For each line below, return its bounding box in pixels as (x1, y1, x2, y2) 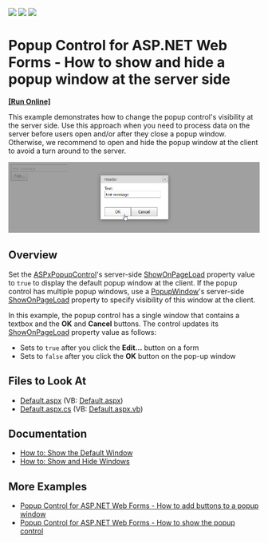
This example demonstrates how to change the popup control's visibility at (8, 112, 254, 121)
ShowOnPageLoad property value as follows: (8, 327, 157, 336)
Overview (8, 248, 58, 262)
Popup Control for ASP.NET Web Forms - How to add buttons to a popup (19, 501, 259, 510)
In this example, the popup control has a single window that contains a (8, 310, 240, 320)
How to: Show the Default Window (19, 448, 133, 458)
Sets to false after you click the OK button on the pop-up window (19, 351, 237, 360)
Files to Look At (8, 375, 86, 388)
